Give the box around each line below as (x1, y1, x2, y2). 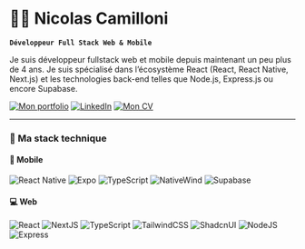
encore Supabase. (9, 83, 78, 94)
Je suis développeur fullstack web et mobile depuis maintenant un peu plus (9, 54, 292, 65)
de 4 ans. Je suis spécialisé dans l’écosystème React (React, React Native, (9, 64, 289, 75)
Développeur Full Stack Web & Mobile (9, 38, 152, 47)
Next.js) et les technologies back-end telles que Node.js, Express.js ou (9, 73, 274, 85)
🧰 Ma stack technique (9, 132, 107, 144)
